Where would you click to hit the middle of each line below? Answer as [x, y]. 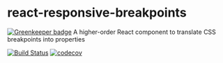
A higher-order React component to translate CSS [144, 32]
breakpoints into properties [46, 39]
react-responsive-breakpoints [97, 13]
